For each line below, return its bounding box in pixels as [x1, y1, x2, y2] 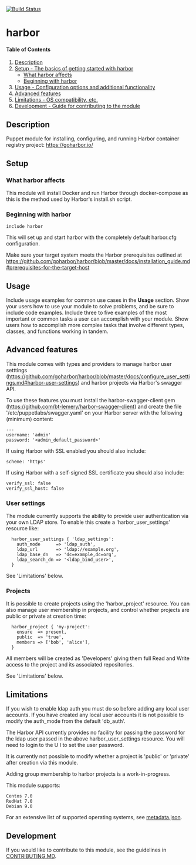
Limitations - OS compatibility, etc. [14, 96, 98, 103]
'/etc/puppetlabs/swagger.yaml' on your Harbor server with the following [6, 409, 183, 416]
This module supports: [6, 782, 60, 789]
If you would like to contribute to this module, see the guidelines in [6, 846, 167, 854]
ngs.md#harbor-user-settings [6, 379, 78, 386]
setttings [6, 366, 28, 373]
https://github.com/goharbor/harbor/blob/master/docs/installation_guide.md [6, 258, 191, 265]
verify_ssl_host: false [6, 485, 65, 492]
